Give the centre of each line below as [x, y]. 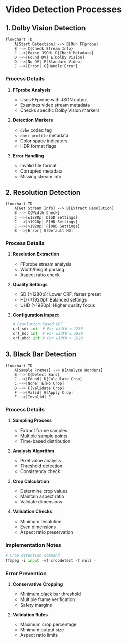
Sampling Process [32, 420]
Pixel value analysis [40, 461]
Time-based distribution [45, 441]
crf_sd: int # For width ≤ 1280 [48, 329]
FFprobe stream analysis [46, 264]
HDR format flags [38, 146]
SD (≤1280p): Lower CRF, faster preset [60, 294]
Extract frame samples [44, 431]
